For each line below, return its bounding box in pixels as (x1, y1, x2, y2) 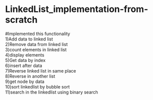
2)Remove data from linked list (5, 41, 68, 47)
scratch (5, 14, 38, 25)
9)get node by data (5, 78, 45, 84)
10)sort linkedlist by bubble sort (5, 83, 70, 89)
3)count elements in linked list (5, 46, 67, 52)
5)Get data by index (5, 57, 46, 63)
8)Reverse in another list (5, 73, 56, 79)
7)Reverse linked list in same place (5, 67, 76, 73)
